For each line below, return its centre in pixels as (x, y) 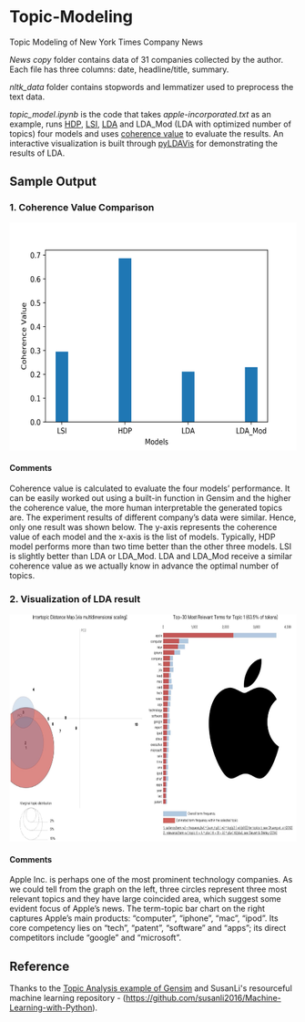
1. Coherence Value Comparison (82, 208)
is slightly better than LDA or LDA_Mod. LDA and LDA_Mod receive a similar (151, 556)
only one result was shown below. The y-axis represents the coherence (143, 526)
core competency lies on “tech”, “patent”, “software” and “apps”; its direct (148, 928)
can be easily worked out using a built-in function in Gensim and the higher (150, 497)
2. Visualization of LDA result (75, 598)
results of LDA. (37, 153)
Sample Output (53, 182)
